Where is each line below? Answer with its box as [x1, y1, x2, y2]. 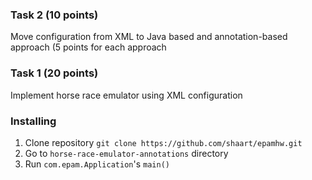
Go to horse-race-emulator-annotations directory [24, 147, 229, 159]
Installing [10, 114, 57, 128]
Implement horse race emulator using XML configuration [10, 89, 243, 101]
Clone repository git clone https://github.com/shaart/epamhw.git [24, 136, 303, 148]
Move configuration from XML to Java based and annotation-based [10, 31, 288, 43]
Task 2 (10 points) [10, 8, 99, 22]
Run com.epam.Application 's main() [24, 158, 170, 170]
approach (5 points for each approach [10, 41, 167, 53]
